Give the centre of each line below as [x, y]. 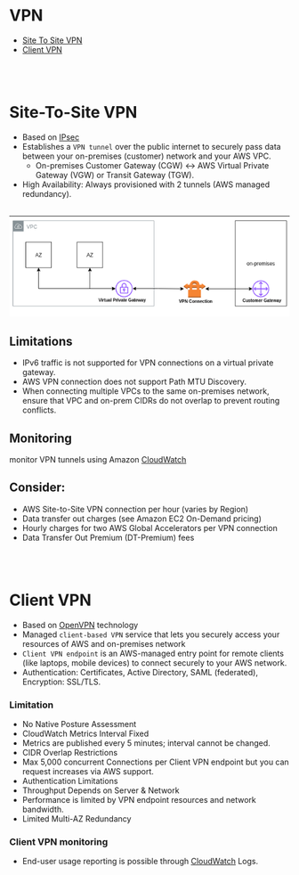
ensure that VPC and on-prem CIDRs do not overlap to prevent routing [151, 401]
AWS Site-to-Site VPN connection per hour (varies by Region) [135, 509]
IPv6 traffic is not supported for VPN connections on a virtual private [148, 363]
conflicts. [39, 410]
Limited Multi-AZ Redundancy [77, 819]
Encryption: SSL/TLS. [61, 682]
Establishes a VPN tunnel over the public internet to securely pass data [152, 146]
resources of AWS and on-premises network [104, 643]
